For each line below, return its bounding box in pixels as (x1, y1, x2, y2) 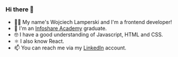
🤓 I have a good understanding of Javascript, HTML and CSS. (13, 31, 163, 38)
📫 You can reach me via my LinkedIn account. (13, 44, 126, 52)
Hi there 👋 (5, 5, 35, 14)
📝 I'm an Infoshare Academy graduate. (13, 25, 107, 32)
